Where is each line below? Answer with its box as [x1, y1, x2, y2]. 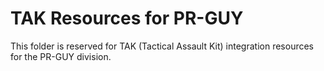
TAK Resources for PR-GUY [10, 7, 244, 30]
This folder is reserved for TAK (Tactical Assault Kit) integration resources [10, 40, 314, 52]
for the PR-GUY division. [10, 50, 112, 62]
